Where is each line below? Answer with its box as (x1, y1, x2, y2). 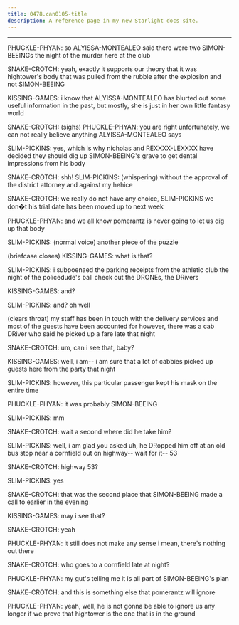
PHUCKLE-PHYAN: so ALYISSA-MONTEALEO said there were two (7, 43, 201, 52)
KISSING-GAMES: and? (7, 286, 75, 295)
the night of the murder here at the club (35, 51, 151, 59)
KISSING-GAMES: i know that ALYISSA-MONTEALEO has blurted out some (7, 93, 226, 102)
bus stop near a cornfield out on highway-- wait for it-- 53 (7, 448, 178, 457)
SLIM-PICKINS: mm (7, 414, 65, 422)
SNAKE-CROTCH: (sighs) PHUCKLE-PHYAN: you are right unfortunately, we (7, 122, 230, 131)
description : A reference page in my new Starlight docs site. (7, 17, 199, 24)
